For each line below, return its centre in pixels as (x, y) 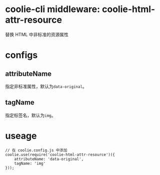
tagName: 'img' (30, 163)
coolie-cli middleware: (53, 9)
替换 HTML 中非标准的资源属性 (37, 34)
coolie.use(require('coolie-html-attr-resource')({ (60, 154)
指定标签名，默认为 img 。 (30, 115)
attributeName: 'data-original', (49, 159)
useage (21, 136)
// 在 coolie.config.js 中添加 (36, 150)
